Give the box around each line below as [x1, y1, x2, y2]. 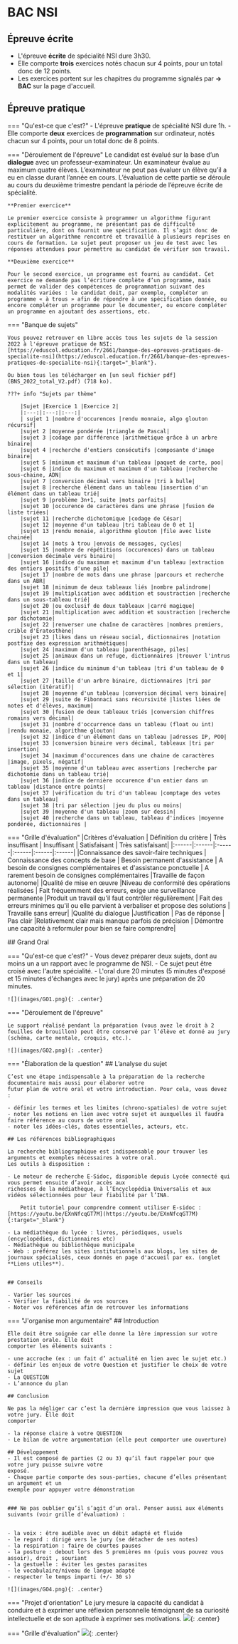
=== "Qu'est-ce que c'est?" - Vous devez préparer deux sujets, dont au [7, 951, 217, 960]
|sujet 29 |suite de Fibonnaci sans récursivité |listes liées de [20, 696, 221, 703]
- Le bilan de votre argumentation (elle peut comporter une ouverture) [7, 1436, 227, 1443]
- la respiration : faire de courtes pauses [7, 1542, 141, 1549]
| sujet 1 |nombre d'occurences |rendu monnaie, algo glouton [20, 415, 208, 423]
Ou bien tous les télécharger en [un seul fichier [7, 371, 161, 378]
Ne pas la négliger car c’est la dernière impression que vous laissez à [7, 1405, 231, 1412]
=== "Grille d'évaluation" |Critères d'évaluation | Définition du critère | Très [7, 833, 227, 842]
